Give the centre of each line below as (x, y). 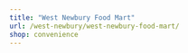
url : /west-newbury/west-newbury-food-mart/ (94, 26)
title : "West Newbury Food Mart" (72, 18)
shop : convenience (44, 34)
